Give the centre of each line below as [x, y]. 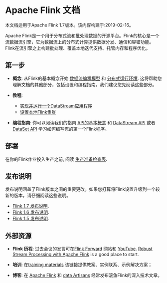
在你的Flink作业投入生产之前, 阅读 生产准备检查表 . [56, 159]
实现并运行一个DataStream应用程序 [56, 106]
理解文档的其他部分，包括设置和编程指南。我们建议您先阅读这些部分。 [84, 84]
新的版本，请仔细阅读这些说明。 [38, 196]
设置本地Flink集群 [38, 112]
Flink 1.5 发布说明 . [31, 219]
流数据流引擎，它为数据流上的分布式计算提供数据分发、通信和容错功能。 [79, 42]
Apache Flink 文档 [43, 10]
